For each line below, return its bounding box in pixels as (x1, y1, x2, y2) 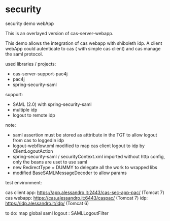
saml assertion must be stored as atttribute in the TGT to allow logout (12, 131, 157, 138)
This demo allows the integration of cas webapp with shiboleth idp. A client (5, 40, 162, 46)
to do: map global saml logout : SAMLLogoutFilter (5, 210, 109, 216)
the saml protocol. (5, 51, 43, 57)
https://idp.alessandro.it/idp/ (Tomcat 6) (5, 200, 89, 206)
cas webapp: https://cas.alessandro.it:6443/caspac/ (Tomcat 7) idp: (5, 195, 148, 201)
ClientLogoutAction (12, 148, 53, 154)
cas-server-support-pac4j (12, 70, 68, 77)
